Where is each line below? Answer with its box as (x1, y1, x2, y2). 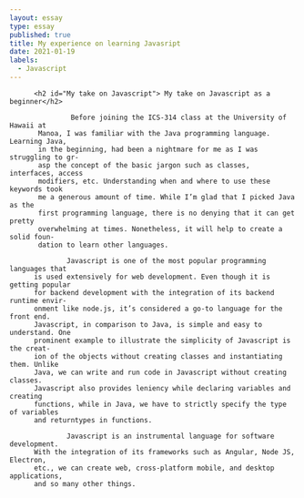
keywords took (9, 184, 64, 194)
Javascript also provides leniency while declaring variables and (33, 383, 291, 392)
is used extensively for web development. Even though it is (33, 272, 271, 281)
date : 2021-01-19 (9, 47, 76, 56)
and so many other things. (33, 479, 137, 488)
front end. (9, 311, 51, 321)
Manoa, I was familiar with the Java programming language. (37, 128, 271, 137)
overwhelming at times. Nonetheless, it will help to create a (37, 224, 283, 233)
